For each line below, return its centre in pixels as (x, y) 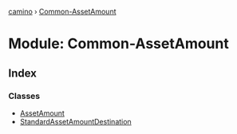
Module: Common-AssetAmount (118, 44)
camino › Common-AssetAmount (63, 12)
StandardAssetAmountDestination (75, 121)
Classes (24, 96)
